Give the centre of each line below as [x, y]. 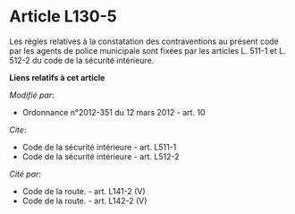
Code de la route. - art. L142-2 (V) [84, 201]
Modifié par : [32, 95]
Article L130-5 [63, 17]
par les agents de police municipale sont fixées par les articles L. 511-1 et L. [147, 50]
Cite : [18, 129]
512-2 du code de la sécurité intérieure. [82, 60]
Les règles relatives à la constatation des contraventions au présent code [144, 41]
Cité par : [25, 174]
